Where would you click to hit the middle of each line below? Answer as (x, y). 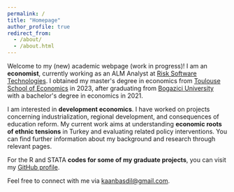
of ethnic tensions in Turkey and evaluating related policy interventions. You (117, 131)
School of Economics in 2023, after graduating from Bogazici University (111, 88)
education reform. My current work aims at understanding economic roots (115, 124)
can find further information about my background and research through (111, 139)
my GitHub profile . (34, 167)
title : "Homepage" (34, 20)
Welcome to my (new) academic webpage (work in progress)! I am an (108, 66)
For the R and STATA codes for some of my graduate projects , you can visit (117, 160)
